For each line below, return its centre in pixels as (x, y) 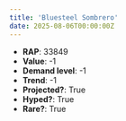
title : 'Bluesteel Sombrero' (64, 17)
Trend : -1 (39, 80)
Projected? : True (54, 90)
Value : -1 (39, 61)
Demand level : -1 (54, 70)
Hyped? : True (48, 99)
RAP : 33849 (45, 51)
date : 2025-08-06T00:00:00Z (62, 26)
